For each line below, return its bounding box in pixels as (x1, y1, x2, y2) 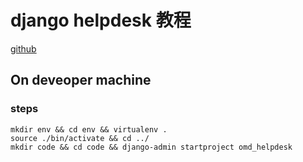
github (10, 42, 37, 55)
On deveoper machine (10, 72, 152, 89)
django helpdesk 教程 (10, 9, 192, 32)
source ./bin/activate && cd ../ (10, 133, 150, 143)
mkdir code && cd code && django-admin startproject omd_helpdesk (10, 142, 293, 152)
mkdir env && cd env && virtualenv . (10, 124, 168, 135)
